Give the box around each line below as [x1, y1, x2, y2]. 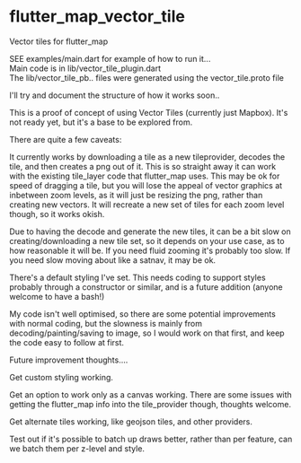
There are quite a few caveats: [9, 134, 122, 144]
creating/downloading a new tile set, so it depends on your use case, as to [9, 235, 285, 246]
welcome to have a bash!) [9, 291, 105, 301]
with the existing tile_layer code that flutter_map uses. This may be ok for [9, 170, 280, 181]
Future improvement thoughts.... [9, 354, 128, 365]
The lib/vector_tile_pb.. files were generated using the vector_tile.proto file [9, 72, 285, 83]
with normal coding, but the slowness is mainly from [9, 318, 202, 328]
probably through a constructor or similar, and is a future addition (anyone [9, 281, 283, 293]
